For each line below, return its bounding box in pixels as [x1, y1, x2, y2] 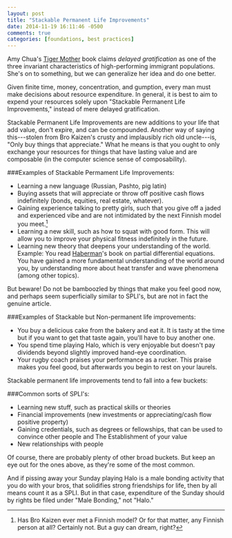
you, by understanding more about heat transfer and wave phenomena [17, 263, 219, 272]
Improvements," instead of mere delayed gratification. [7, 105, 160, 113]
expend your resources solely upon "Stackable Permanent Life [7, 98, 186, 106]
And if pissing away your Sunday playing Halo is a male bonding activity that [7, 474, 224, 482]
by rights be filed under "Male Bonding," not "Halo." [7, 496, 154, 504]
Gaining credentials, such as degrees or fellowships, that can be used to [17, 425, 223, 433]
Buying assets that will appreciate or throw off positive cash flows [17, 189, 205, 198]
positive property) [17, 418, 69, 426]
